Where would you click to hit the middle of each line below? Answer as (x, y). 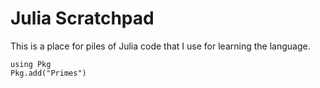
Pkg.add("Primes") (48, 73)
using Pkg (31, 64)
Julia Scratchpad (82, 18)
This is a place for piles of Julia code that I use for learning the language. (160, 46)
